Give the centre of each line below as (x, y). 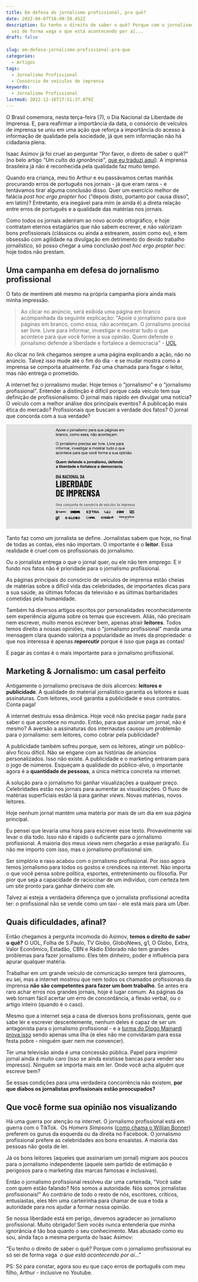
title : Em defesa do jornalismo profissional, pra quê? (76, 12)
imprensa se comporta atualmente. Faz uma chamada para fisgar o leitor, (95, 367)
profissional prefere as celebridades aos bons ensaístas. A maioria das (92, 1140)
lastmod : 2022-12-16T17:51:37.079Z (50, 100)
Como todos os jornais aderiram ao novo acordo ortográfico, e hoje (88, 220)
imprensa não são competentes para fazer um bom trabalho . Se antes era (97, 985)
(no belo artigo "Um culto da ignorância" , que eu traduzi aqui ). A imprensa (97, 160)
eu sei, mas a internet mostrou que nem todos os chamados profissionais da (99, 979)
